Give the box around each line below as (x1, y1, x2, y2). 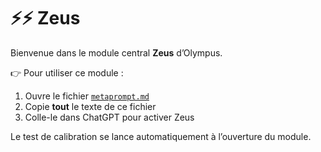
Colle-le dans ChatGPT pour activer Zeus (24, 111, 195, 123)
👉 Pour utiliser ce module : (10, 66, 124, 79)
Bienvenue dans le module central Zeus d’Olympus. (10, 46, 223, 59)
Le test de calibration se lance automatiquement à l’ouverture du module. (10, 130, 312, 142)
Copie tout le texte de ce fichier (24, 100, 157, 112)
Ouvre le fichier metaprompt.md (24, 90, 150, 102)
